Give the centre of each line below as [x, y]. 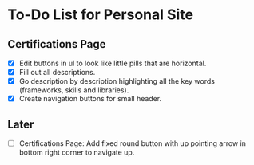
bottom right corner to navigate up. [77, 152]
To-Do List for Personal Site [100, 15]
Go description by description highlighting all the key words [117, 81]
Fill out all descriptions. [57, 73]
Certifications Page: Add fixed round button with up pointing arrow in [133, 143]
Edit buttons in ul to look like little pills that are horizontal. [113, 63]
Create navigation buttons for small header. [90, 99]
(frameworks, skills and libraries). [74, 90]
